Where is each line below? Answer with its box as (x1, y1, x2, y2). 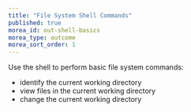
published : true (8, 19, 62, 27)
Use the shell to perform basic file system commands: (8, 62, 184, 72)
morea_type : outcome (8, 33, 77, 42)
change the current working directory (19, 95, 142, 104)
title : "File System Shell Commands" (8, 11, 133, 20)
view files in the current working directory (19, 86, 156, 95)
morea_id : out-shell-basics (8, 26, 101, 34)
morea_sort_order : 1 (8, 41, 77, 49)
